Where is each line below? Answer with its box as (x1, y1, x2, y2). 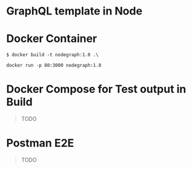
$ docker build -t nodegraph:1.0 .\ (6, 52, 99, 58)
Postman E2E (6, 136, 74, 150)
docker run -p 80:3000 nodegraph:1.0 (6, 62, 102, 69)
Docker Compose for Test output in (6, 83, 187, 96)
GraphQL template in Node (6, 4, 143, 18)
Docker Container (6, 32, 98, 46)
